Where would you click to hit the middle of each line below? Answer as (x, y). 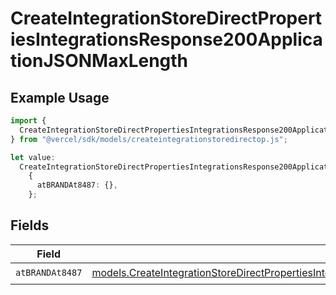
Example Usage (60, 97)
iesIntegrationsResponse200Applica (166, 39)
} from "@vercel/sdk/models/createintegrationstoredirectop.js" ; (149, 139)
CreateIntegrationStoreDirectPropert (166, 18)
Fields (30, 225)
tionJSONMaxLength (99, 61)
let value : (33, 157)
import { (28, 121)
